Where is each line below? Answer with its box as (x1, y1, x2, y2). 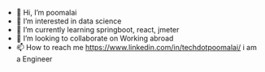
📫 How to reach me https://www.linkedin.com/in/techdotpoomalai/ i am (15, 43, 258, 52)
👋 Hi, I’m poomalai (15, 8, 77, 17)
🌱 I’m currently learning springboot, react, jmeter (15, 25, 180, 34)
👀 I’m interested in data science (15, 16, 122, 26)
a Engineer (15, 54, 53, 64)
